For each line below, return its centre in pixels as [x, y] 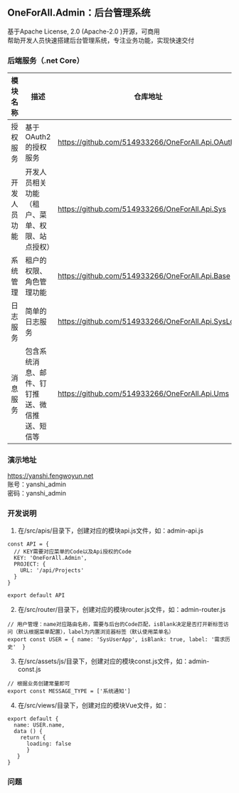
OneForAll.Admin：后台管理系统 [79, 13]
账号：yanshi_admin [37, 484]
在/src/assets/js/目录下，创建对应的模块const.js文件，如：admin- [113, 661]
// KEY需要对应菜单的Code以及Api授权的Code [73, 551]
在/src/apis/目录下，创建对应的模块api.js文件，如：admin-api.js [111, 531]
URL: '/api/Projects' [52, 570]
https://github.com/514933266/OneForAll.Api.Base [144, 276]
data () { [28, 731]
